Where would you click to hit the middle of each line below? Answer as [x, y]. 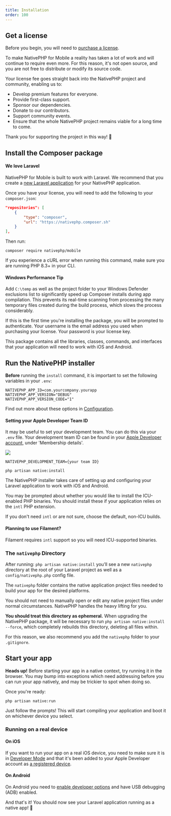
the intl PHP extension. [31, 507]
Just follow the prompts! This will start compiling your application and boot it [86, 710]
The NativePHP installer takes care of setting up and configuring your [78, 480]
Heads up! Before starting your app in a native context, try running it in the [84, 671]
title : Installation [27, 10]
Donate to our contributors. [41, 110]
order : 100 [17, 15]
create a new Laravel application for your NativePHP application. [73, 183]
